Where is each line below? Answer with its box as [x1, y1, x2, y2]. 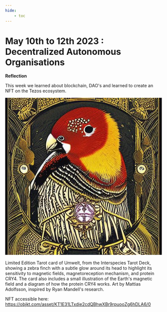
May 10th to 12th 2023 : [5, 35, 104, 47]
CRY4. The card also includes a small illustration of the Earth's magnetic [5, 276, 153, 282]
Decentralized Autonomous [5, 46, 121, 57]
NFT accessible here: [5, 296, 49, 302]
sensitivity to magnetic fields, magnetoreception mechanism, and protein [5, 271, 155, 277]
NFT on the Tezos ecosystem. [5, 88, 67, 94]
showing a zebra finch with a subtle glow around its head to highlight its [5, 265, 153, 271]
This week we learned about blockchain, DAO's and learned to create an [5, 83, 153, 89]
